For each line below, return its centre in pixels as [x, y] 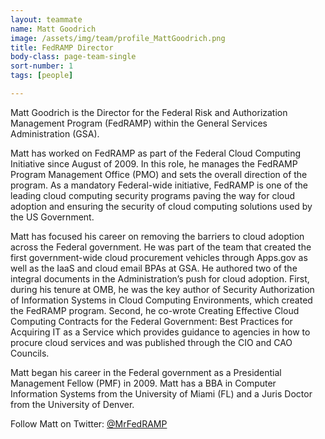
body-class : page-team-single [73, 57]
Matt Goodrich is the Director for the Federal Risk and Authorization [149, 112]
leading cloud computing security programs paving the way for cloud [153, 195]
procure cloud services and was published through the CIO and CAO [151, 342]
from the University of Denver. [72, 404]
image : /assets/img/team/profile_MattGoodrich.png [118, 38]
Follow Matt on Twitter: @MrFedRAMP [89, 423]
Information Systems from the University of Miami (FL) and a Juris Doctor [161, 393]
